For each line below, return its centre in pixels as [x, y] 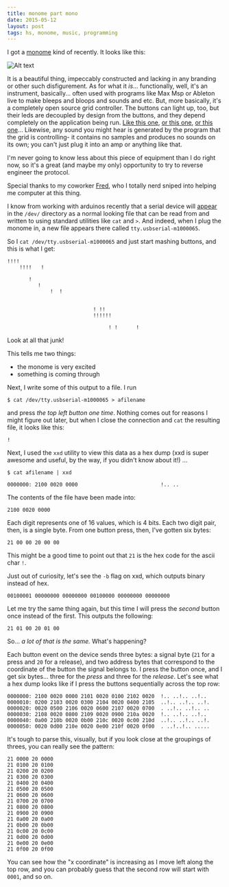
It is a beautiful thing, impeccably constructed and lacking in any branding [112, 79]
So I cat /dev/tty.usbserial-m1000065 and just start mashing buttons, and [112, 242]
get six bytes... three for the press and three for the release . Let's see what [113, 677]
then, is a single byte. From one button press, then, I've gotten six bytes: [109, 530]
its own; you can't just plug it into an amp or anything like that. [95, 144]
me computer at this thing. [44, 193]
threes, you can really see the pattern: [61, 747]
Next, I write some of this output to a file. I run [72, 388]
